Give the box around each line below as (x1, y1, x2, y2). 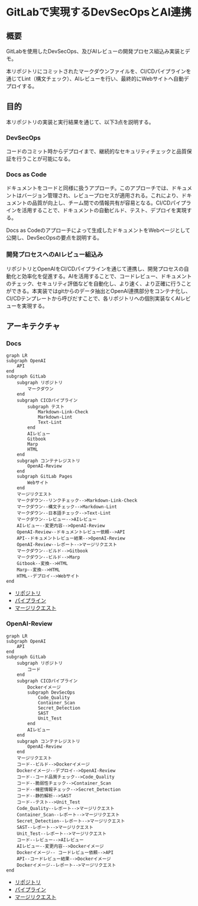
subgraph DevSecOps (27, 689, 76, 696)
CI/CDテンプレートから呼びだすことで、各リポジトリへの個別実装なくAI (6, 295, 181, 302)
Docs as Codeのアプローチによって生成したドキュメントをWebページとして (6, 226, 191, 234)
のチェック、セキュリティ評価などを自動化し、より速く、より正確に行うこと (6, 280, 192, 287)
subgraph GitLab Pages (17, 474, 73, 480)
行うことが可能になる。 (16, 155, 74, 162)
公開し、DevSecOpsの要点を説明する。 (6, 234, 102, 241)
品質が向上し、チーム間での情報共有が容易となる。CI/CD (31, 199, 171, 206)
